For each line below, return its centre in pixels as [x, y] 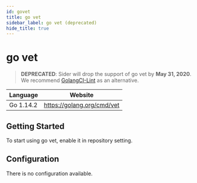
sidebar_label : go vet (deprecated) [51, 23]
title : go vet [24, 17]
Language [24, 95]
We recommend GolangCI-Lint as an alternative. [80, 80]
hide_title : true [28, 28]
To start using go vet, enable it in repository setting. [69, 141]
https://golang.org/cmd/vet [82, 105]
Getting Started [35, 126]
